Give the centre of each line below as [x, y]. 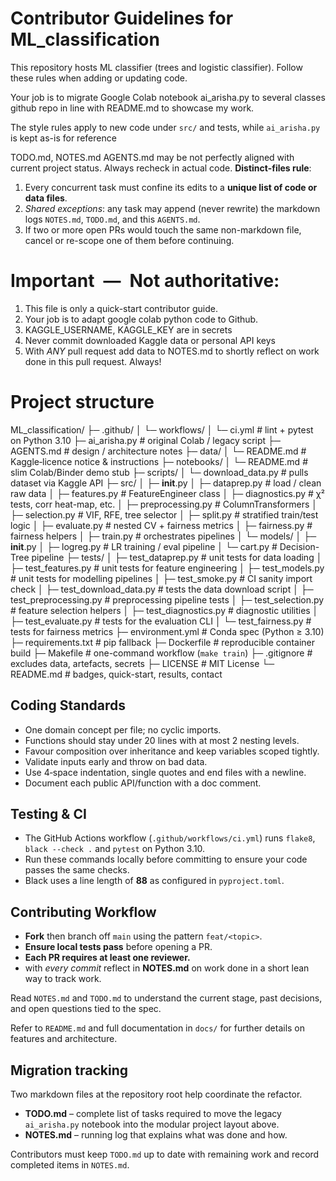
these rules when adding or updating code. [99, 78]
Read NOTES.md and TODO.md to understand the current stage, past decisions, [166, 998]
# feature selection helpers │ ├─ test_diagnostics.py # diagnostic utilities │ [164, 610]
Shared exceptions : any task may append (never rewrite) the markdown [172, 208]
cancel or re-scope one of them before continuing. [129, 240]
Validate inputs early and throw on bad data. [116, 761]
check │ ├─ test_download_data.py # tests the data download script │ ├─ [162, 589]
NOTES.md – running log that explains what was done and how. [156, 1135]
